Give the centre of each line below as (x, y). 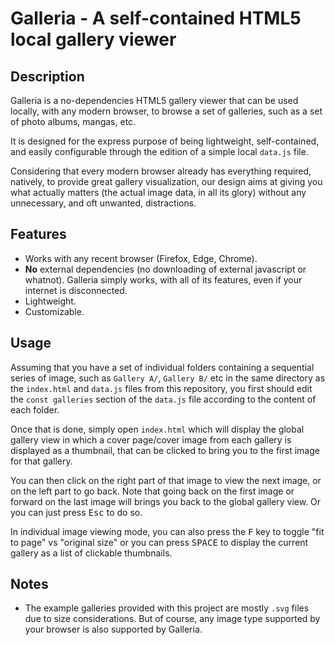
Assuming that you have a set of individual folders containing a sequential (162, 367)
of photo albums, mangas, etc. (73, 121)
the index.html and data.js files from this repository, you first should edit (161, 388)
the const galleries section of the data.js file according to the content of (163, 399)
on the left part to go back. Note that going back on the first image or (152, 491)
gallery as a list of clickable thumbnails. (91, 553)
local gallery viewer (93, 39)
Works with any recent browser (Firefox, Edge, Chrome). (141, 258)
